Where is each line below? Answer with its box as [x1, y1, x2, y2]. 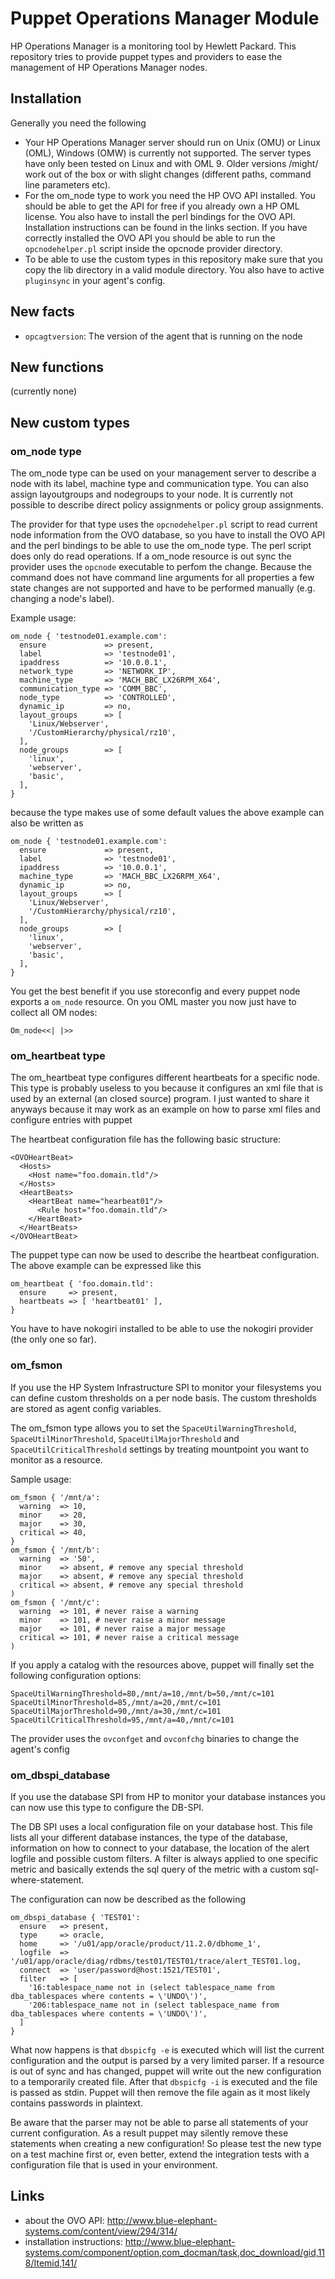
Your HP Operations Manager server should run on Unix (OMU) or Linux [24, 136, 321, 148]
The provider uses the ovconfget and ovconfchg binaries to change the [10, 1732, 300, 1744]
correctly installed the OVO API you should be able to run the [24, 232, 276, 244]
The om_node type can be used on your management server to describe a [10, 467, 317, 479]
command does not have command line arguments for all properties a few [10, 572, 315, 584]
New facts [10, 303, 75, 321]
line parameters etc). [24, 178, 111, 191]
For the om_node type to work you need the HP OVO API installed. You [24, 189, 316, 201]
